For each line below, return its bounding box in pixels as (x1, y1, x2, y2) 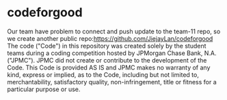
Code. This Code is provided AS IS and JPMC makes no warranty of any (7, 63, 211, 71)
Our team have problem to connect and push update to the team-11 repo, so (7, 27, 221, 35)
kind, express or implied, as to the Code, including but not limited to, (7, 70, 200, 79)
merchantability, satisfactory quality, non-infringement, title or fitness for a (7, 78, 217, 86)
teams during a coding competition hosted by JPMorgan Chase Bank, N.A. (7, 49, 217, 57)
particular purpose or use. (7, 85, 81, 93)
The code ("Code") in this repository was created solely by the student (7, 41, 206, 50)
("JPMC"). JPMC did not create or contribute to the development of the (7, 56, 207, 64)
